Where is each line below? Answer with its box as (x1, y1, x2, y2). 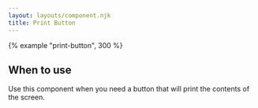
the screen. (8, 92, 46, 102)
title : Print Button (8, 19, 77, 27)
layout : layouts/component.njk (8, 11, 111, 20)
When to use (8, 63, 73, 76)
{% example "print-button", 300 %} (8, 40, 124, 50)
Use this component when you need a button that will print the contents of (8, 84, 250, 94)
